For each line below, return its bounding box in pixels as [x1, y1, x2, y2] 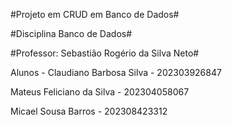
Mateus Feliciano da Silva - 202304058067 [10, 86, 190, 98]
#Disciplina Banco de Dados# [10, 28, 133, 39]
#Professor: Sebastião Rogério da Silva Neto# [10, 47, 200, 59]
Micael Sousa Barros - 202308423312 [10, 105, 168, 117]
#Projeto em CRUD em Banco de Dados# [10, 9, 180, 20]
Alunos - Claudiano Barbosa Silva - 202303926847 [10, 67, 222, 78]
